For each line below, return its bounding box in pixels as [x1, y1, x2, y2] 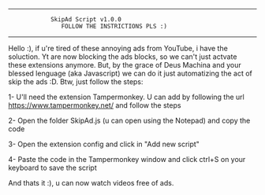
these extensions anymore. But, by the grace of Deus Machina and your [8, 61, 242, 69]
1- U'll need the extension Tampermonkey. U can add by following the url [8, 92, 244, 101]
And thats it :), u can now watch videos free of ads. [8, 178, 174, 187]
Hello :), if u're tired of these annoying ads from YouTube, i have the [8, 44, 229, 53]
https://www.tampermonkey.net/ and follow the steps [8, 101, 181, 110]
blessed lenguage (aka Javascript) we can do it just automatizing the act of [8, 68, 252, 78]
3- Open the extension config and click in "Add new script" [8, 139, 200, 149]
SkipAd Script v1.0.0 [50, 16, 122, 24]
